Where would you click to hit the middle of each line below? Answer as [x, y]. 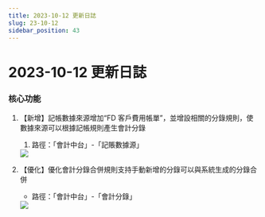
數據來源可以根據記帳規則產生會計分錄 [82, 127]
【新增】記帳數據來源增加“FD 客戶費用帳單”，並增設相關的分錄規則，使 [136, 118]
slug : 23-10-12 [33, 23]
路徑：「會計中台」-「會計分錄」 [84, 196]
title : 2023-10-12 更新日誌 [53, 15]
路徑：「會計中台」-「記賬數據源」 [88, 145]
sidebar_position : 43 [44, 30]
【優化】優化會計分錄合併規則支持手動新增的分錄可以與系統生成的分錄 [135, 169]
